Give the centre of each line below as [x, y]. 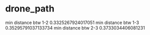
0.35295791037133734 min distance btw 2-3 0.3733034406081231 [75, 27]
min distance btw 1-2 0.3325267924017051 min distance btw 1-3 [72, 22]
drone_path [30, 9]
